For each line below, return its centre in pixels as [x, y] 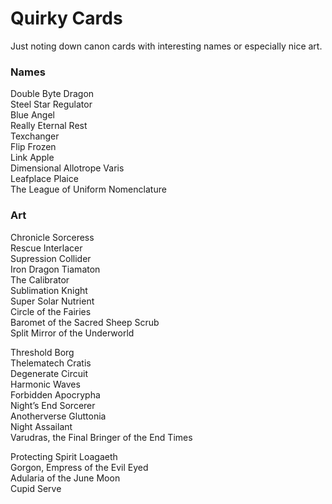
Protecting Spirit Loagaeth [64, 456]
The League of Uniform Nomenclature [88, 189]
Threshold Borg [42, 352]
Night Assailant [41, 426]
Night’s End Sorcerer [53, 405]
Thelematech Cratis [51, 363]
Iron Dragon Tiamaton [55, 269]
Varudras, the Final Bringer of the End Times [101, 437]
